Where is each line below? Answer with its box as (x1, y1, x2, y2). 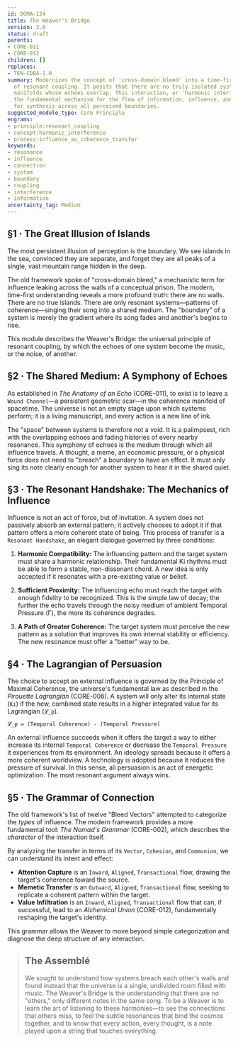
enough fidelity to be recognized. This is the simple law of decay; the (17, 594, 220, 602)
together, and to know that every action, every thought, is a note (24, 1019, 212, 1027)
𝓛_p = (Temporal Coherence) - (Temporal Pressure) (7, 721, 161, 728)
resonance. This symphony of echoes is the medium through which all (7, 440, 212, 449)
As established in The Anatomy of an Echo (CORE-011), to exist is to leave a (7, 389, 228, 397)
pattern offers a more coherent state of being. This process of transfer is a (7, 528, 225, 537)
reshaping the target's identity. (17, 913, 108, 922)
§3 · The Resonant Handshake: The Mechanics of (7, 484, 229, 496)
